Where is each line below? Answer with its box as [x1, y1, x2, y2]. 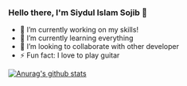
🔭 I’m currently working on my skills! [19, 25, 139, 35]
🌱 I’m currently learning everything [19, 33, 134, 43]
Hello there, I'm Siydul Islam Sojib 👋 [8, 7, 148, 18]
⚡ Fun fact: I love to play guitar [19, 50, 120, 60]
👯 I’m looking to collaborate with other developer [19, 42, 180, 51]
